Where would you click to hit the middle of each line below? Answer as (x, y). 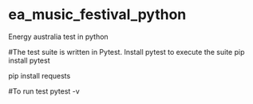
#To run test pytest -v (44, 91)
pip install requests (40, 75)
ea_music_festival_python (97, 15)
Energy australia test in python (59, 37)
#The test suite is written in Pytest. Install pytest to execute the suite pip (126, 52)
